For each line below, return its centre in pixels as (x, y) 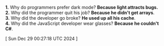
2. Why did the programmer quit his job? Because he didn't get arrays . (80, 13)
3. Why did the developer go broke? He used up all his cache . (71, 18)
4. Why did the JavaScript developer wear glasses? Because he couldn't (82, 23)
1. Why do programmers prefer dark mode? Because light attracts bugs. (82, 7)
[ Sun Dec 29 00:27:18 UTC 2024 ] (42, 38)
